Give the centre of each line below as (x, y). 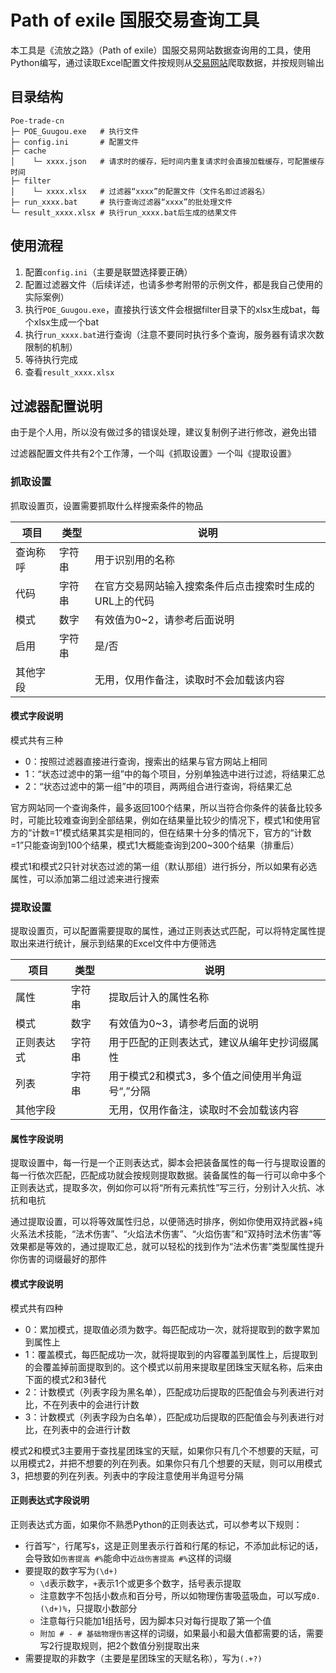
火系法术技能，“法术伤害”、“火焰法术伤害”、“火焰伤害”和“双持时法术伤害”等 (166, 1234)
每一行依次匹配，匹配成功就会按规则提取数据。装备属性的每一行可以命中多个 (168, 1175)
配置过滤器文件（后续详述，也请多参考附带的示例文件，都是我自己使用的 (173, 284)
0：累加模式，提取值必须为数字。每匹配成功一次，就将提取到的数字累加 (172, 1329)
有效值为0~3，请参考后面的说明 (183, 1024)
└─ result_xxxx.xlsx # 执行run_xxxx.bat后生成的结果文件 (124, 212)
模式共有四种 (36, 1308)
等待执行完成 (51, 359)
